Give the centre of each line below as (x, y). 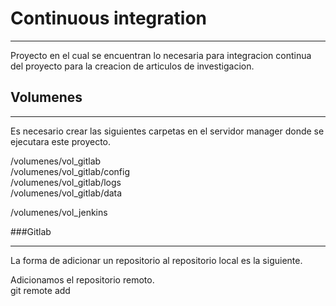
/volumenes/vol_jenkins (59, 212)
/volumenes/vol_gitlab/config (70, 171)
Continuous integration (109, 18)
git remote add (40, 290)
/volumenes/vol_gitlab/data (66, 193)
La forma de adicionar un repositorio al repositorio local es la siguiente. (156, 260)
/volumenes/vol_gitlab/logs (66, 182)
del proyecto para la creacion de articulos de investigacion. (132, 66)
